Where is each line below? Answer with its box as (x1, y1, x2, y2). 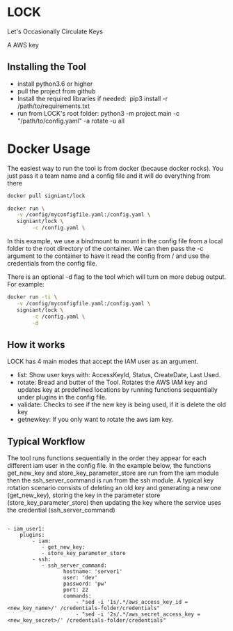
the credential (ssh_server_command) (7, 506, 116, 515)
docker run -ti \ (7, 294, 58, 301)
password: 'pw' (63, 580, 108, 588)
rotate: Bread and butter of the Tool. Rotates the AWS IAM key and (17, 378, 207, 387)
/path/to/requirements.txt (17, 102, 90, 110)
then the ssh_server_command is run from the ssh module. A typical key (7, 476, 214, 485)
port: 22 (63, 586, 89, 593)
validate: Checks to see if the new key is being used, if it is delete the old (17, 400, 226, 409)
